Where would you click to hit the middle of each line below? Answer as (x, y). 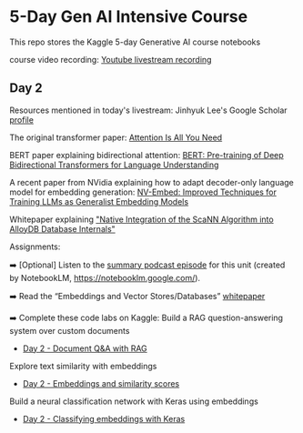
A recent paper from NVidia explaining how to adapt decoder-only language (151, 182)
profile (22, 119)
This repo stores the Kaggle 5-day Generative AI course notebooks (135, 42)
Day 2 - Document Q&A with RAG (85, 348)
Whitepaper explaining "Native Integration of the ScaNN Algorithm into (142, 219)
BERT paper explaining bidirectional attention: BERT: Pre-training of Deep (146, 155)
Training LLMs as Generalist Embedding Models (99, 201)
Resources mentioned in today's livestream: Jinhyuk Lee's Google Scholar (149, 110)
